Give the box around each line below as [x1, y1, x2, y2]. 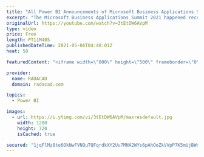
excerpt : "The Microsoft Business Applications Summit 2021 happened [6, 14, 186, 21]
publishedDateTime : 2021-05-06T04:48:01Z [6, 43, 113, 49]
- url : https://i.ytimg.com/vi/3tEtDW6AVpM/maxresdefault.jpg [12, 114, 172, 120]
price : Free [6, 31, 36, 37]
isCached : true [17, 131, 56, 137]
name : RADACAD [12, 75, 47, 82]
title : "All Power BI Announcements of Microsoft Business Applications [6, 8, 194, 15]
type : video [6, 25, 36, 32]
